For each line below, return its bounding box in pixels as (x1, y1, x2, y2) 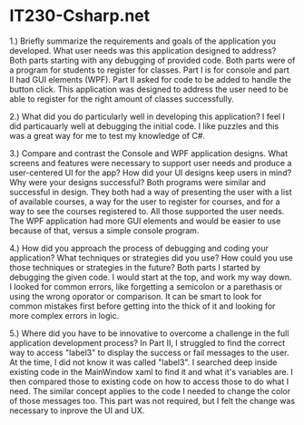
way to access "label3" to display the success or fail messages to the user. (9, 347, 289, 358)
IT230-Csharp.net (9, 5, 151, 26)
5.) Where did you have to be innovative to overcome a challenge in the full (9, 328, 289, 339)
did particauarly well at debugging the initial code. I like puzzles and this (9, 120, 279, 132)
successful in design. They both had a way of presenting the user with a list (9, 186, 292, 197)
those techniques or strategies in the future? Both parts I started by (9, 262, 261, 272)
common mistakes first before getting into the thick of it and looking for (9, 301, 276, 311)
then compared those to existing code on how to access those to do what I (9, 376, 289, 387)
